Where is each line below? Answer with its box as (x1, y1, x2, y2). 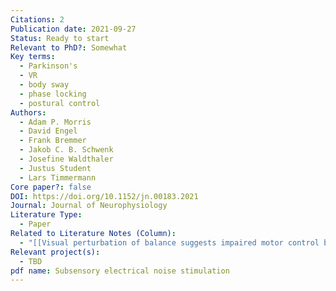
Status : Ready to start (10, 33, 110, 43)
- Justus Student (19, 163, 92, 173)
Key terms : (10, 52, 56, 62)
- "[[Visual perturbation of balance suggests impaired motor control (19, 237, 320, 248)
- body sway (19, 80, 70, 90)
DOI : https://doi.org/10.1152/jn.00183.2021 (10, 191, 199, 201)
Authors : (10, 107, 47, 118)
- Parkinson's (19, 61, 78, 71)
